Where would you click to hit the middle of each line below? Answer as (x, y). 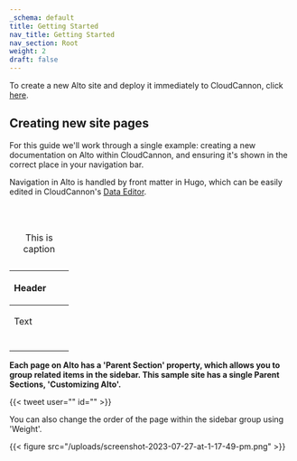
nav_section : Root (44, 43)
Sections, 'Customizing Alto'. (65, 384)
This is (39, 238)
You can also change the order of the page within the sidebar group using (147, 419)
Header (30, 287)
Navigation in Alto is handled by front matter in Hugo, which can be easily (146, 182)
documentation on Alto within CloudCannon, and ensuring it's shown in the (149, 155)
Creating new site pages (79, 123)
